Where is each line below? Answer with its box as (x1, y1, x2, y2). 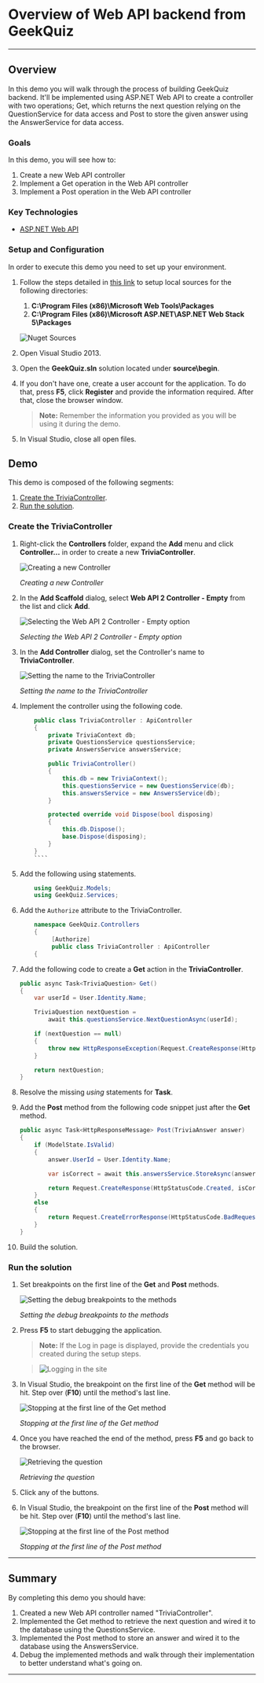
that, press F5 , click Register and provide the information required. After (19, 387, 254, 397)
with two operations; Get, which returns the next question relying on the (8, 101, 241, 110)
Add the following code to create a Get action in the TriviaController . (19, 964, 244, 973)
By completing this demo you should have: (8, 1593, 146, 1602)
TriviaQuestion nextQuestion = (34, 1009, 137, 1017)
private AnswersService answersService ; (48, 746, 182, 754)
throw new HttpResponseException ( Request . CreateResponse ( (48, 1044, 242, 1052)
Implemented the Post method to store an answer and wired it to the (19, 1633, 240, 1642)
